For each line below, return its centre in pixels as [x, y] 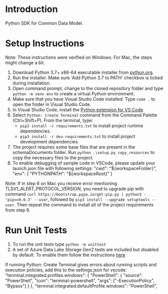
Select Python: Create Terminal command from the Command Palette [85, 115]
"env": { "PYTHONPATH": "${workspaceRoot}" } [62, 174]
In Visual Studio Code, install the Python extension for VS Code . [78, 109]
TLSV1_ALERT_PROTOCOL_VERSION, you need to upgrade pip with [75, 189]
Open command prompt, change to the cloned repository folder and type [88, 88]
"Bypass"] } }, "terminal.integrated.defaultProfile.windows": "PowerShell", [81, 286]
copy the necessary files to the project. [53, 158]
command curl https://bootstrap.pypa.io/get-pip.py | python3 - [76, 194]
